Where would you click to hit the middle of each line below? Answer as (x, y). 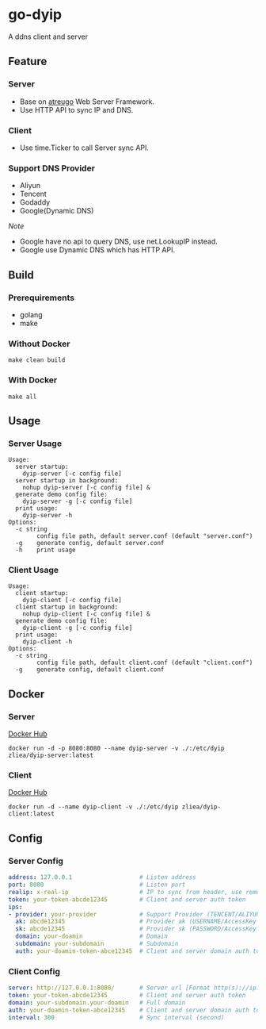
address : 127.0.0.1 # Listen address (102, 877)
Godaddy (35, 202)
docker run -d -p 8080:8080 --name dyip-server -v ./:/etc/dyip (116, 749)
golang (31, 314)
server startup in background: (67, 481)
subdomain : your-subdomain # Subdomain (97, 944)
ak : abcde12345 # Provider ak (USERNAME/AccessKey (136, 922)
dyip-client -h (47, 642)
